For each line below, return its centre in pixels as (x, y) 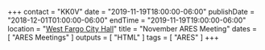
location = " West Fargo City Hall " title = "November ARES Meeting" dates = (132, 29)
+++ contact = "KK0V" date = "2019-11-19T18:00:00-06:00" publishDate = (131, 12)
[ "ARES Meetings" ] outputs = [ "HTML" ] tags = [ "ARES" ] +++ (113, 37)
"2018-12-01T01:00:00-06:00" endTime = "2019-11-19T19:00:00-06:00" (127, 20)
